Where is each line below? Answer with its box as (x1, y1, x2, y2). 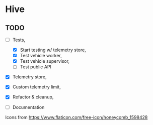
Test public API (20, 64, 52, 70)
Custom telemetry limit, (12, 84, 61, 90)
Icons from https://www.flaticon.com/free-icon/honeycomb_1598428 (5, 114, 148, 120)
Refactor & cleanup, (12, 94, 54, 100)
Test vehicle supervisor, (20, 58, 69, 64)
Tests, (12, 37, 26, 43)
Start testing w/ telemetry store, (20, 47, 87, 53)
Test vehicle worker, (20, 53, 62, 59)
